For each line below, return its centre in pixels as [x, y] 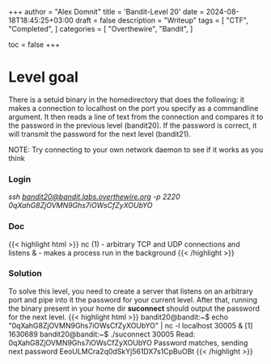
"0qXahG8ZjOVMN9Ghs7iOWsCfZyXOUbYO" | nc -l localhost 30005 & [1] [131, 325]
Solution [25, 273]
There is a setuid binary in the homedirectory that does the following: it [127, 99]
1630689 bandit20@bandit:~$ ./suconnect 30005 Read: [102, 334]
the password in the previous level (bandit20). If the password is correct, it [133, 125]
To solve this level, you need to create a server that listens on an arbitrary [131, 291]
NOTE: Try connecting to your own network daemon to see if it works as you [136, 150]
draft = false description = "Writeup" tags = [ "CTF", [162, 20]
